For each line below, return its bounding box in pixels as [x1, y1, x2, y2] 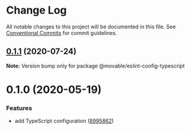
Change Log [6, 4, 67, 17]
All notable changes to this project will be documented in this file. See [6, 23, 176, 30]
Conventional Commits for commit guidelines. [6, 29, 117, 36]
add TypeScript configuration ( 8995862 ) [14, 118, 114, 125]
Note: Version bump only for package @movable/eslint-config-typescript [6, 62, 185, 69]
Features [6, 104, 33, 112]
